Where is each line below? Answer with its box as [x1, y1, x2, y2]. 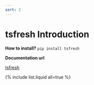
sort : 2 [5, 7, 21, 12]
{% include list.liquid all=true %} [5, 74, 71, 80]
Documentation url [5, 55, 45, 61]
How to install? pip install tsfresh [5, 45, 80, 51]
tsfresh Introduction [5, 28, 90, 40]
